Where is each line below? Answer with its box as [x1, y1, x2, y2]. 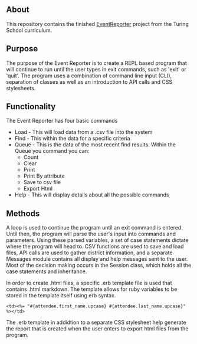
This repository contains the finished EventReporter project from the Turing [6, 20, 189, 27]
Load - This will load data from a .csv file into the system [14, 129, 153, 136]
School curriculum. [6, 27, 52, 34]
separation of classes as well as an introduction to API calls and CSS [6, 78, 173, 85]
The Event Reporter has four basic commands [6, 117, 118, 125]
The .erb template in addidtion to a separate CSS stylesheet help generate [6, 319, 187, 326]
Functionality [6, 101, 56, 112]
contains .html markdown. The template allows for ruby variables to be [6, 286, 178, 293]
